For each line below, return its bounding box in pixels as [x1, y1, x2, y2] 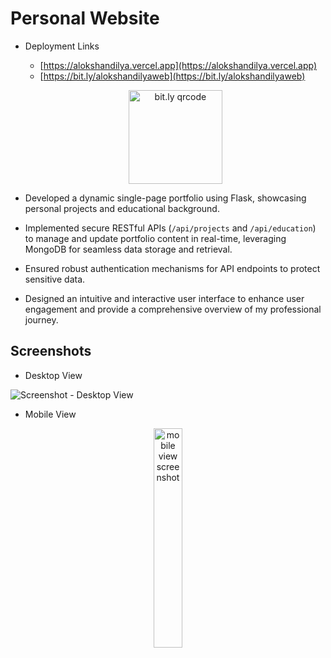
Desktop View [24, 369, 83, 381]
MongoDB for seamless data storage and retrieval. [24, 243, 233, 255]
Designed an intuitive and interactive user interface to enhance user [24, 292, 305, 304]
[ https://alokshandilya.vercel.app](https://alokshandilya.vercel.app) [39, 59, 318, 71]
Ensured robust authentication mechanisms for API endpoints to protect [24, 262, 321, 274]
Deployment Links [24, 40, 100, 52]
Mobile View [24, 408, 77, 420]
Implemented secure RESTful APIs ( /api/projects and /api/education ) [24, 222, 317, 234]
